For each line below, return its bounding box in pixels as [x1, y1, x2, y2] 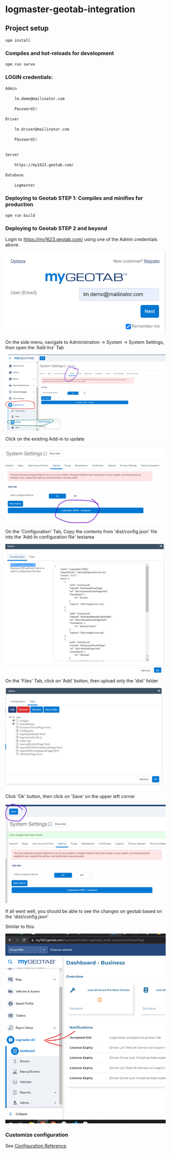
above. [5, 242, 20, 248]
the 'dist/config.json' [5, 913, 49, 920]
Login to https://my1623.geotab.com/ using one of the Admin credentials [5, 236, 158, 242]
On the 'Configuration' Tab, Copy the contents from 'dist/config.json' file [5, 529, 158, 535]
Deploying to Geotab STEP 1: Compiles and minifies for [5, 195, 144, 202]
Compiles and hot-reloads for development [5, 49, 115, 57]
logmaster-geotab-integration [5, 4, 136, 15]
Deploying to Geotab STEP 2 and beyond [5, 225, 108, 232]
